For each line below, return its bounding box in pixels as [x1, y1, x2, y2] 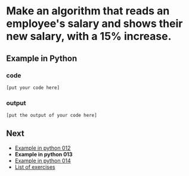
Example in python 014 [14, 157, 72, 164]
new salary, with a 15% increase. [6, 30, 172, 43]
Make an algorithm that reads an [6, 4, 170, 18]
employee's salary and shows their [6, 17, 183, 30]
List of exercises [14, 163, 55, 171]
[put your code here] [6, 85, 60, 91]
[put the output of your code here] [6, 112, 97, 119]
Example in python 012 [14, 144, 71, 152]
